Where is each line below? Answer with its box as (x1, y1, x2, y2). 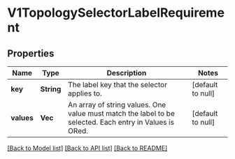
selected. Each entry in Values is (67, 117, 175, 127)
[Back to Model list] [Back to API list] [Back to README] (7, 144, 168, 152)
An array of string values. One (67, 100, 166, 109)
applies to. (67, 89, 103, 98)
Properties (7, 47, 55, 59)
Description (106, 68, 147, 77)
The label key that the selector (67, 80, 168, 89)
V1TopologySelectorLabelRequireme (7, 5, 225, 21)
